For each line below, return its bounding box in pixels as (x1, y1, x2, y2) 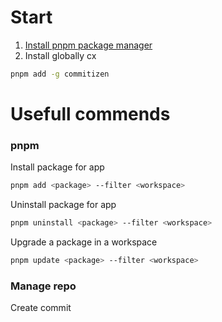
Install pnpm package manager (24, 39, 153, 51)
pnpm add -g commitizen (10, 69, 110, 79)
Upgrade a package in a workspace (10, 236, 158, 248)
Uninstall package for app (10, 199, 117, 211)
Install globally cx (24, 49, 97, 61)
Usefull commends (10, 103, 171, 125)
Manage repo (10, 279, 77, 293)
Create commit (10, 302, 72, 314)
